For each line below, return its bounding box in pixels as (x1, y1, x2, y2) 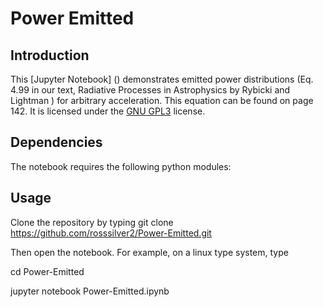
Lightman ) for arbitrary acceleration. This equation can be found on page (10, 95, 314, 106)
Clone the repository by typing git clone (10, 216, 174, 228)
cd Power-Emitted (10, 265, 85, 277)
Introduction (10, 47, 90, 64)
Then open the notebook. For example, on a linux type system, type (10, 246, 289, 258)
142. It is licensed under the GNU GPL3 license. (10, 105, 206, 117)
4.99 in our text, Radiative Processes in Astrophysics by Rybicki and (10, 84, 291, 96)
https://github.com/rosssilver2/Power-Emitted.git (10, 227, 212, 239)
